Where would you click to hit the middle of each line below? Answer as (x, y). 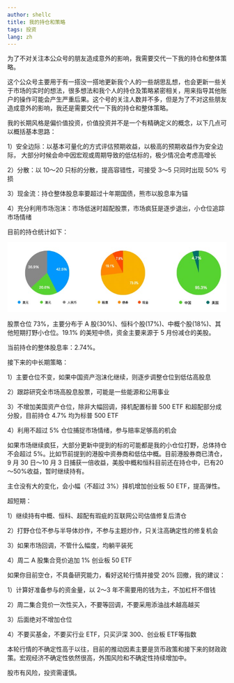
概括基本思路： (34, 132)
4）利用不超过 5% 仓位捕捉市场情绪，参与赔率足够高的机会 (92, 430)
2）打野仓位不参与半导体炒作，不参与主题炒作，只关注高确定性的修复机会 (113, 531)
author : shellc (29, 15)
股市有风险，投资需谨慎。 (44, 673)
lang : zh (20, 37)
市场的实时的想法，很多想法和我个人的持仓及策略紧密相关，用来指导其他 (117, 91)
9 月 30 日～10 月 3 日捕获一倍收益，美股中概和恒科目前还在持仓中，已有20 (116, 463)
